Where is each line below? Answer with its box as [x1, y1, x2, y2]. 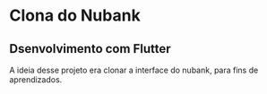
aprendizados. [9, 74, 63, 85]
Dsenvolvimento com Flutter [9, 41, 171, 56]
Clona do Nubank [9, 5, 141, 26]
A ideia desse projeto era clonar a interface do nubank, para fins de [9, 64, 259, 75]
